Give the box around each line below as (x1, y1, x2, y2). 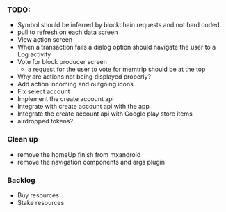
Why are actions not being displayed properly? (17, 73, 152, 81)
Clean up (7, 135, 38, 144)
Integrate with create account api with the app (17, 103, 150, 111)
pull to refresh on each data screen (17, 28, 118, 36)
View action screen (17, 36, 73, 44)
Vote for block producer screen (17, 58, 108, 66)
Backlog (7, 175, 36, 185)
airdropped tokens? (17, 117, 74, 126)
